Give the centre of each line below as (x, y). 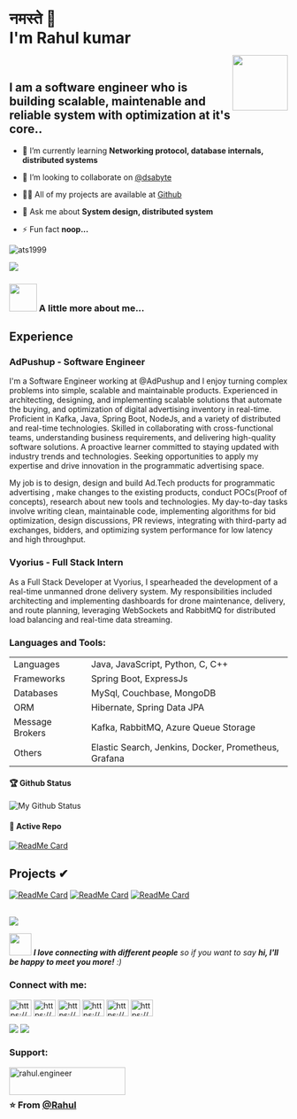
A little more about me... (91, 307)
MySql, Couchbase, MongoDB (154, 693)
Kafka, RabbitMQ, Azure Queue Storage (174, 727)
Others (28, 753)
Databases (36, 693)
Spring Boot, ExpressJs (140, 679)
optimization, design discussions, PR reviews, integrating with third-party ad (148, 521)
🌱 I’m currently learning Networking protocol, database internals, (143, 151)
